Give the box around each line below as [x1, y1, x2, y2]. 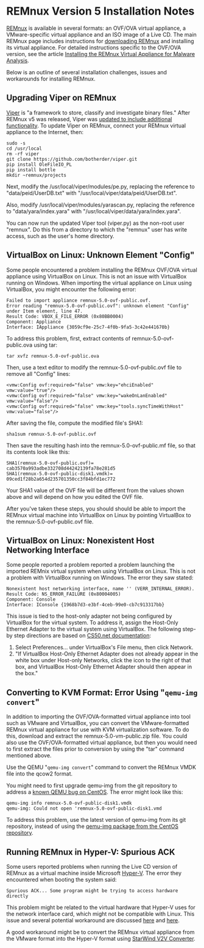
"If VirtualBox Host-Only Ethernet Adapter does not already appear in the [15, 650, 199, 657]
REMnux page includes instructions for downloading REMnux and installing [6, 37, 194, 44]
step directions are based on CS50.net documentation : [14, 632, 152, 639]
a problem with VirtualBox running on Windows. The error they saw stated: [6, 574, 194, 581]
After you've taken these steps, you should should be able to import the [6, 504, 186, 512]
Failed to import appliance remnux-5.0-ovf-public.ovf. [6, 297, 151, 303]
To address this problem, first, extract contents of [6, 334, 131, 342]
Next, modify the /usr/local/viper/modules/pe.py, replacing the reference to [6, 183, 195, 190]
